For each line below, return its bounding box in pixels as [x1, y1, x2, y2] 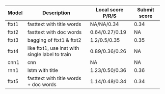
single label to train [27, 51, 71, 58]
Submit [137, 6, 155, 13]
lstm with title [27, 67, 58, 73]
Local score [95, 6, 124, 13]
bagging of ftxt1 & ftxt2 [27, 37, 82, 43]
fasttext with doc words [27, 29, 82, 35]
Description [42, 9, 70, 16]
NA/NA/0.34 [90, 21, 119, 28]
